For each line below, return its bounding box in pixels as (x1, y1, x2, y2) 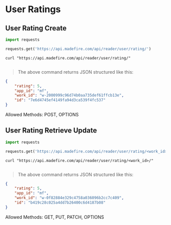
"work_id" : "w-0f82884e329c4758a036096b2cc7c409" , (14, 196, 124, 201)
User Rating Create (5, 24, 67, 33)
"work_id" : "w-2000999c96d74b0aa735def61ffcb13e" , (14, 93, 124, 98)
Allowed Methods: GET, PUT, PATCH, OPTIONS (5, 214, 104, 220)
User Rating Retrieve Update (5, 126, 97, 135)
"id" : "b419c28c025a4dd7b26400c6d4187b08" (14, 200, 106, 205)
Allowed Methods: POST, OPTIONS (5, 112, 79, 117)
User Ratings (5, 4, 61, 15)
